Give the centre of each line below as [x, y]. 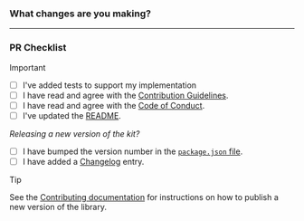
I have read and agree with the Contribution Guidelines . [125, 95]
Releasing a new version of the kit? [75, 133]
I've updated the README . [72, 115]
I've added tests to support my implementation [109, 85]
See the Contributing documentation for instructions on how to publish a [144, 197]
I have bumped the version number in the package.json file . [133, 151]
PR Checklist [38, 48]
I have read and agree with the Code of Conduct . [114, 105]
